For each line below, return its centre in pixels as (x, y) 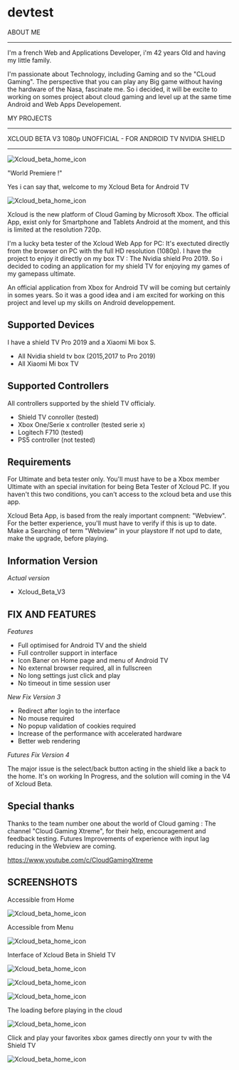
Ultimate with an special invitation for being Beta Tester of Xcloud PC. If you (118, 487)
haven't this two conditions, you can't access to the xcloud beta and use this (119, 494)
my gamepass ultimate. (42, 273)
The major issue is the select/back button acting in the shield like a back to (117, 768)
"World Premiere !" (35, 173)
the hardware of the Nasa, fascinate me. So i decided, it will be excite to (113, 89)
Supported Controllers (58, 386)
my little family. (30, 60)
